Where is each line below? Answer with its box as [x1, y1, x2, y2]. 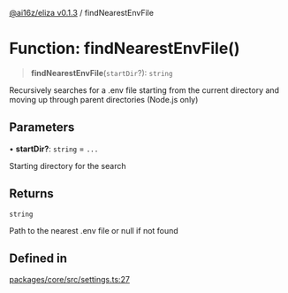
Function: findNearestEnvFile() [9, 39, 240, 58]
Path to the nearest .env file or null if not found [9, 225, 178, 235]
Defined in [9, 251, 68, 266]
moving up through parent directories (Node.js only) [9, 94, 199, 104]
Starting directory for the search [9, 160, 126, 171]
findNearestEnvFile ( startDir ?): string [30, 67, 173, 78]
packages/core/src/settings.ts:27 [9, 274, 131, 285]
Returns [9, 186, 55, 202]
